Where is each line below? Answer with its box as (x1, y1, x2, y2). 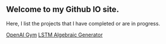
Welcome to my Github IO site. (6, 5, 119, 14)
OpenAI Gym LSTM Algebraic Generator (6, 31, 103, 38)
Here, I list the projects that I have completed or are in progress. (6, 20, 160, 27)
